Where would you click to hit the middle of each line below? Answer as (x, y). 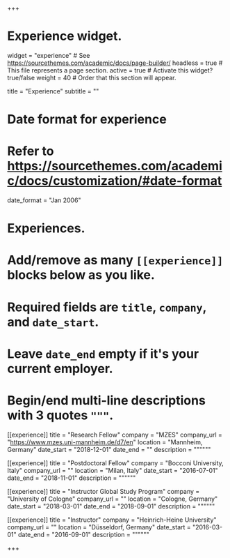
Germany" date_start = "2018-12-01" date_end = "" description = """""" (109, 449)
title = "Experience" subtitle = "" (53, 91)
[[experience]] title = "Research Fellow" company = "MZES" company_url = (115, 435)
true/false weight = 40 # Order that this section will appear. (92, 77)
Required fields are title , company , (107, 307)
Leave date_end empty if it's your (103, 354)
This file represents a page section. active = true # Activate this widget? (110, 70)
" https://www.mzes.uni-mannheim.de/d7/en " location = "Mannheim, (105, 442)
